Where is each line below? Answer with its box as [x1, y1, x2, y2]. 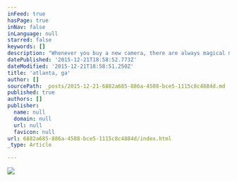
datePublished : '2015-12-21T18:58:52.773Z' [7, 56, 138, 63]
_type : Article [7, 142, 52, 149]
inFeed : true [7, 10, 46, 18]
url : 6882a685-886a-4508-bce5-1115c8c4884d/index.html [7, 135, 172, 142]
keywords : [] [7, 43, 46, 50]
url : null [13, 121, 42, 129]
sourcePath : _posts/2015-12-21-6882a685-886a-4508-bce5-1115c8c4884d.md [7, 83, 226, 90]
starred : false [7, 37, 52, 44]
